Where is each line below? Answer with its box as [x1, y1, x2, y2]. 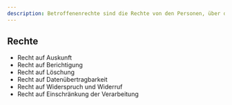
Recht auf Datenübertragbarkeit [17, 75, 108, 84]
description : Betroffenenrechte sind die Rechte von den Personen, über [7, 10, 221, 17]
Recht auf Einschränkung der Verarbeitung [17, 90, 139, 98]
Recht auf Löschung [17, 68, 75, 76]
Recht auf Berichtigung [17, 61, 83, 69]
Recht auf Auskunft [17, 54, 72, 62]
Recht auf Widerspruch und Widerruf [17, 83, 123, 91]
